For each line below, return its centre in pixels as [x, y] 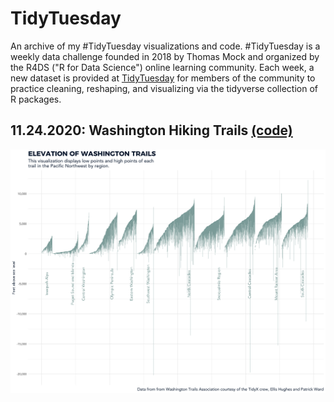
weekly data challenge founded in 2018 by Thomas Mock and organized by [165, 56]
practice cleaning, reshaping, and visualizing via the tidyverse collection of [164, 88]
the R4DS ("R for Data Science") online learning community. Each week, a [162, 67]
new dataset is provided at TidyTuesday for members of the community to [163, 78]
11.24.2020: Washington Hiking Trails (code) [151, 130]
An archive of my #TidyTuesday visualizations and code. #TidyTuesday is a [165, 46]
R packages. [36, 99]
